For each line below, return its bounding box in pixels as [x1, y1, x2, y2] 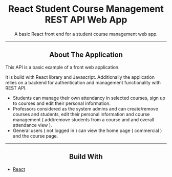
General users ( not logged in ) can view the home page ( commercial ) [12, 127, 162, 134]
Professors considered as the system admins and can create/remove [12, 105, 159, 112]
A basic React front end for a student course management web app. [14, 31, 158, 37]
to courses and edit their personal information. [12, 100, 111, 106]
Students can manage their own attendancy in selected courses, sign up [12, 95, 165, 101]
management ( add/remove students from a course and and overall [12, 116, 155, 123]
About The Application [49, 51, 123, 59]
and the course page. [12, 132, 58, 139]
